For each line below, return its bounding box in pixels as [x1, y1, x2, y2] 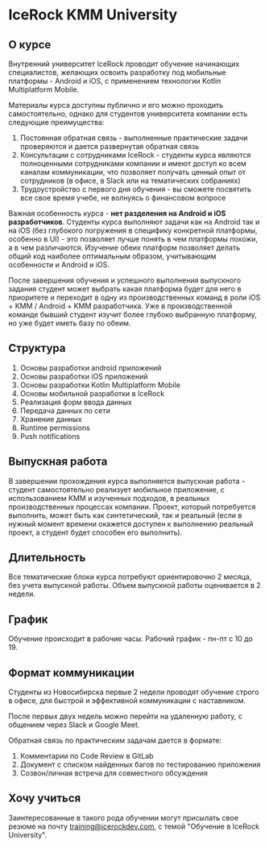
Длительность [8, 551, 86, 565]
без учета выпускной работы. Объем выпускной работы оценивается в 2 [8, 581, 262, 590]
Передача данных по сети [19, 405, 110, 416]
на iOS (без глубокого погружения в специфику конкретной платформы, [8, 225, 258, 235]
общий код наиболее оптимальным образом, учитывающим [8, 251, 217, 261]
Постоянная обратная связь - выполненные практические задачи [19, 133, 248, 143]
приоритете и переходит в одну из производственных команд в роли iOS [8, 292, 261, 302]
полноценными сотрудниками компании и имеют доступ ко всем [19, 159, 247, 168]
